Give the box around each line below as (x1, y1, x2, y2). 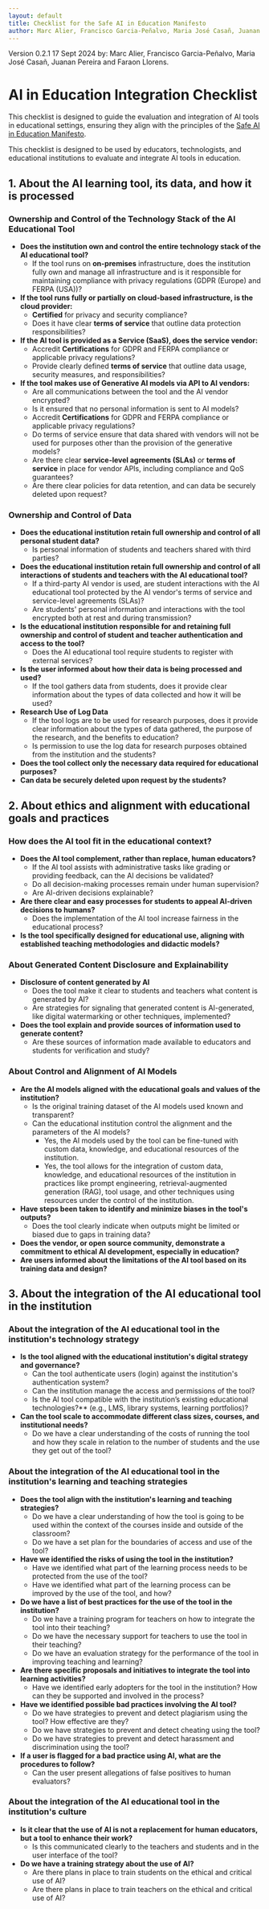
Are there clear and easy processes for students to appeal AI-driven (19, 896, 253, 905)
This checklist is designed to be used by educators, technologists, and (8, 145, 243, 154)
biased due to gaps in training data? (31, 1230, 151, 1239)
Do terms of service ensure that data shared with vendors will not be (31, 429, 259, 439)
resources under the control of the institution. (43, 1195, 194, 1205)
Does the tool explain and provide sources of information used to (19, 1020, 241, 1030)
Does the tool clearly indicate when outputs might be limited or (31, 1221, 240, 1230)
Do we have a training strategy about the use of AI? (19, 1858, 194, 1868)
